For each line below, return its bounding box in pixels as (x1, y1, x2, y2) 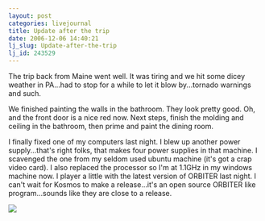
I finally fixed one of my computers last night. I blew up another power (8, 137, 241, 146)
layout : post (8, 11, 52, 20)
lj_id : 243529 (8, 49, 56, 57)
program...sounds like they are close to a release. (8, 189, 172, 198)
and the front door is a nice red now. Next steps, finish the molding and (8, 113, 244, 122)
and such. (8, 89, 42, 98)
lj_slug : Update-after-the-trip (8, 42, 117, 50)
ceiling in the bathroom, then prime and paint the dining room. (8, 122, 214, 131)
